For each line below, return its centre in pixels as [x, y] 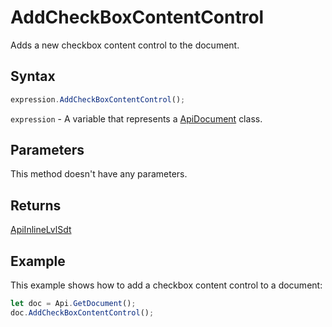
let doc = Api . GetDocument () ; [73, 304]
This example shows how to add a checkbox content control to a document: [166, 285]
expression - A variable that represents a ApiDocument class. [136, 118]
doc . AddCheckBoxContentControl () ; [82, 312]
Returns [36, 205]
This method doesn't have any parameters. [99, 174]
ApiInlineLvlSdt [41, 230]
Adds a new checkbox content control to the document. [125, 45]
